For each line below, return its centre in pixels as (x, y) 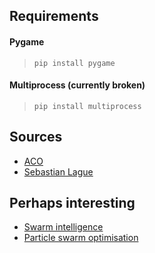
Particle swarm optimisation (81, 238)
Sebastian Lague (58, 171)
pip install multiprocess (87, 106)
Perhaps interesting (72, 203)
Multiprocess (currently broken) (77, 85)
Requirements (54, 16)
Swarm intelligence (63, 227)
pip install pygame (74, 63)
